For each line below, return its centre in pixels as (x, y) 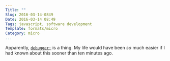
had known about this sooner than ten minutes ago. (59, 53)
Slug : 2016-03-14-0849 (29, 15)
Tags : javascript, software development (49, 24)
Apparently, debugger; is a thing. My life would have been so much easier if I (85, 48)
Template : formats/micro (32, 29)
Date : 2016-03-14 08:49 (31, 19)
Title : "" (16, 10)
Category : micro (22, 33)
